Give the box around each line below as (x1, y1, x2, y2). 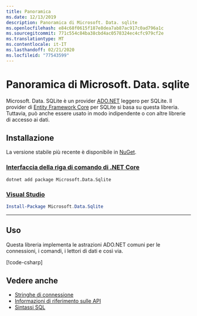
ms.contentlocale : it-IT (6, 42, 67, 48)
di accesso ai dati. (6, 116, 50, 123)
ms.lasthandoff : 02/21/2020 (6, 47, 75, 53)
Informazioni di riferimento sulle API (14, 298, 101, 305)
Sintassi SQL (14, 304, 46, 311)
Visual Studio (6, 190, 45, 198)
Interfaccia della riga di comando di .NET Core (6, 163, 140, 171)
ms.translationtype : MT (6, 36, 64, 42)
